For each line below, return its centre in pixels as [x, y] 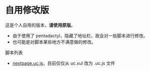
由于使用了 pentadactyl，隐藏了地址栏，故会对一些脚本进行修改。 [80, 35]
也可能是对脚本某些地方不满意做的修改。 [54, 42]
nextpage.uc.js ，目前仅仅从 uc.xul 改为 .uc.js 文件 [64, 63]
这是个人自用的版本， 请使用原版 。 [40, 25]
